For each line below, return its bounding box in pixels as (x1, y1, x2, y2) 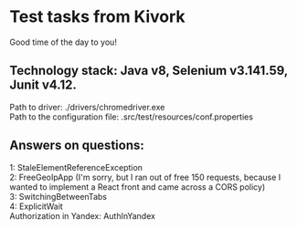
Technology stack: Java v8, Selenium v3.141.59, (9, 63, 288, 78)
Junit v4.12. (9, 78, 78, 93)
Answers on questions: (9, 138, 144, 153)
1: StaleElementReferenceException (9, 161, 143, 172)
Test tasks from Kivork (9, 6, 186, 27)
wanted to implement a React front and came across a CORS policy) (9, 181, 266, 193)
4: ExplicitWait (9, 201, 64, 212)
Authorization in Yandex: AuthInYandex (9, 210, 155, 221)
